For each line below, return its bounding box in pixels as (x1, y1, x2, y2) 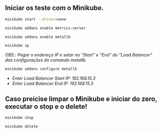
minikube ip (5, 43, 29, 48)
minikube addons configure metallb (5, 67, 77, 72)
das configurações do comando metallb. (5, 57, 87, 63)
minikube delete (5, 124, 38, 129)
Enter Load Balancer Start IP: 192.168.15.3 (12, 76, 96, 81)
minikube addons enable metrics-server (5, 25, 86, 31)
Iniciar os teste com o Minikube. (5, 4, 104, 12)
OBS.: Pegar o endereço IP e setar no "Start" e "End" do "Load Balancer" (5, 52, 152, 58)
